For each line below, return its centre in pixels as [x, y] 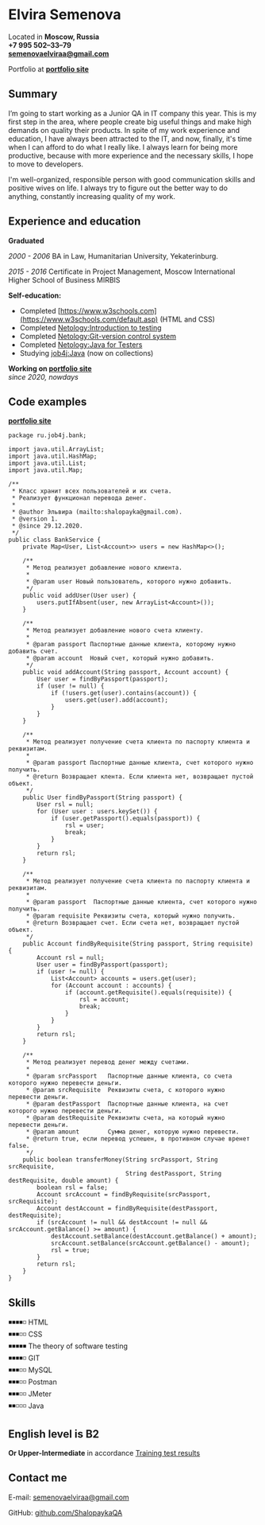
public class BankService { [55, 540]
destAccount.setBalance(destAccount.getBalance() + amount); [154, 1236]
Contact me [38, 1478]
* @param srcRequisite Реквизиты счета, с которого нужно [125, 1090]
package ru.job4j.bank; [48, 435]
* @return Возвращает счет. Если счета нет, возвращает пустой [132, 923]
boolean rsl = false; [73, 1188]
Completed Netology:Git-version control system [98, 336]
